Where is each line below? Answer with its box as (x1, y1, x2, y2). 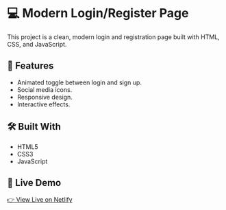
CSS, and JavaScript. (7, 40, 67, 48)
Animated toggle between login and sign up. (16, 78, 142, 86)
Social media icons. (16, 85, 73, 93)
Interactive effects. (16, 100, 71, 108)
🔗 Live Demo (7, 176, 62, 189)
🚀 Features (7, 60, 54, 72)
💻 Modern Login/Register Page (7, 5, 189, 21)
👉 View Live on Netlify (7, 196, 73, 204)
